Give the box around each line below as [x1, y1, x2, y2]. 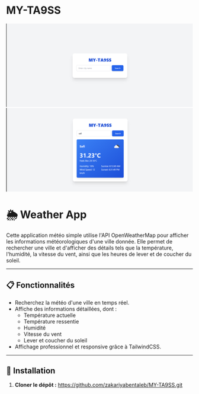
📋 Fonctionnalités [6, 280, 75, 290]
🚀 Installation [6, 366, 56, 376]
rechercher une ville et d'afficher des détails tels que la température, [6, 244, 174, 251]
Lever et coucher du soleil [23, 337, 88, 344]
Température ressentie [23, 318, 79, 325]
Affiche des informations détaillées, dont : [14, 305, 117, 312]
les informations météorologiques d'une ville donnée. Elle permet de [6, 238, 173, 245]
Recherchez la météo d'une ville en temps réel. [14, 299, 130, 306]
